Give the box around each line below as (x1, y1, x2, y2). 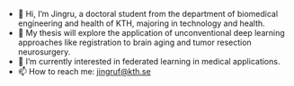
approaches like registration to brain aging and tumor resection (17, 37, 252, 47)
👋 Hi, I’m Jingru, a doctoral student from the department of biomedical (17, 9, 279, 19)
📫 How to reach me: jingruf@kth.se (17, 66, 151, 76)
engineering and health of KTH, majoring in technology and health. (17, 18, 265, 29)
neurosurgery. (17, 47, 71, 57)
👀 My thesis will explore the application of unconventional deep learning (17, 28, 285, 38)
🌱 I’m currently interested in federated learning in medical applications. (17, 56, 281, 66)
